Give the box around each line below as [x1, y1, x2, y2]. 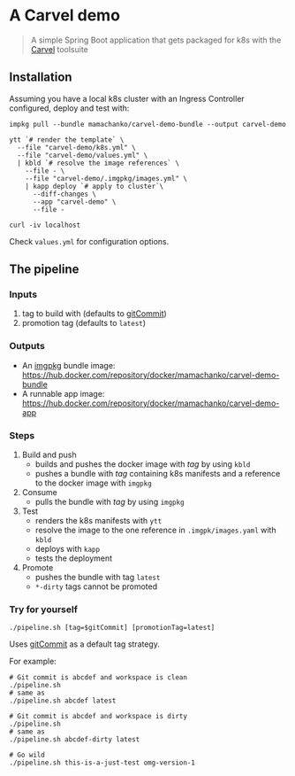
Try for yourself [9, 603, 78, 616]
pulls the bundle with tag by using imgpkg [34, 497, 185, 508]
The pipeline [9, 262, 79, 277]
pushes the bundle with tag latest [34, 572, 161, 583]
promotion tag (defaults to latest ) [21, 318, 147, 329]
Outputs [9, 340, 46, 353]
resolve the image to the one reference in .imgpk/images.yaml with [34, 524, 276, 536]
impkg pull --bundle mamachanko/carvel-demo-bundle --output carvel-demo [9, 120, 287, 128]
